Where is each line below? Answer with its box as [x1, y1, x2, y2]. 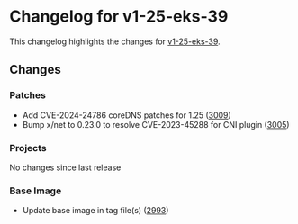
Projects [9, 141, 47, 154]
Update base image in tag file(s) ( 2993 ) [22, 205, 169, 216]
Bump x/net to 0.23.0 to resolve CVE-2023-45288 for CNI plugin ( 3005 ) [22, 119, 290, 130]
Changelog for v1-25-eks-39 [9, 6, 229, 27]
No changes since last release [9, 162, 122, 173]
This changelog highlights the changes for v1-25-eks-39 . [9, 36, 221, 47]
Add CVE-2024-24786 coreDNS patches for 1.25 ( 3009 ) [22, 110, 231, 121]
